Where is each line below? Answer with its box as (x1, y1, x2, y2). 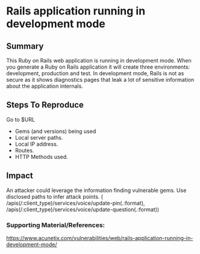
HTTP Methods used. (14, 153, 68, 160)
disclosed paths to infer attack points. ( (6, 193, 104, 200)
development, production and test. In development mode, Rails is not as (6, 70, 184, 76)
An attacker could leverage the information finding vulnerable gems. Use (6, 187, 187, 194)
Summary (6, 41, 44, 51)
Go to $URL (6, 116, 35, 123)
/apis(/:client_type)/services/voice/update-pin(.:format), (6, 199, 145, 206)
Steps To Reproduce (6, 100, 84, 110)
